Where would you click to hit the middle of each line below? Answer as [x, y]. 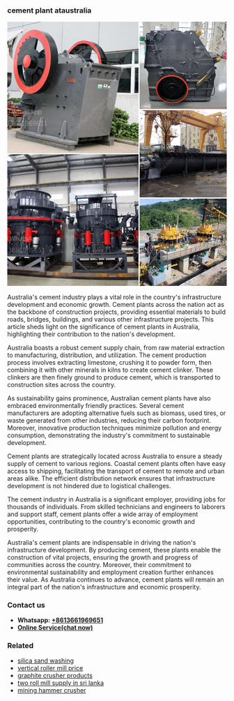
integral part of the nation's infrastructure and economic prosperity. [104, 587]
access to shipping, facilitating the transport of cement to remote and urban [116, 471]
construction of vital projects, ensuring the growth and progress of [103, 557]
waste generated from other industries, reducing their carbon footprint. [109, 420]
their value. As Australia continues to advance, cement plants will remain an [116, 579]
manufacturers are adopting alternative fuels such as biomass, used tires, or [117, 413]
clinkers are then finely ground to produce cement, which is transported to [114, 377]
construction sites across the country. [62, 384]
